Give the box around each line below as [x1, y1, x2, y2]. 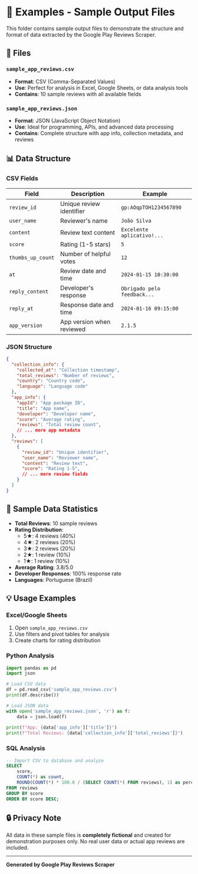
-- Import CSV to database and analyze [6, 758, 104, 764]
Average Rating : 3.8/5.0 [14, 564, 74, 571]
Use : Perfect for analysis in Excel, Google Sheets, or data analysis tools [14, 84, 189, 91]
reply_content [9, 288, 49, 294]
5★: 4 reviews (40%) [23, 532, 76, 539]
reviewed [60, 325, 86, 333]
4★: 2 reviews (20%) [23, 538, 75, 545]
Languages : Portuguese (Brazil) [14, 576, 93, 583]
